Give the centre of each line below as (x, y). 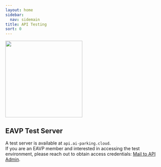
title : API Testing (26, 24)
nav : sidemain (25, 19)
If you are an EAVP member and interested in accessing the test (73, 148)
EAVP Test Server (34, 131)
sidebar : (15, 15)
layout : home (19, 10)
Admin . (13, 159)
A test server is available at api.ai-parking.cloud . (58, 143)
